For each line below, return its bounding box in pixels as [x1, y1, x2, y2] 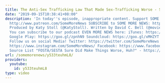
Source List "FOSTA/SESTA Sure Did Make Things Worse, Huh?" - [9, 48, 141, 53]
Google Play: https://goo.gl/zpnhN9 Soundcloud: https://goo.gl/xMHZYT [9, 35, 160, 40]
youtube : [9, 62, 27, 66]
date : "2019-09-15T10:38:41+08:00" [5, 12, 78, 17]
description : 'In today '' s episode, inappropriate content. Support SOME [5, 16, 160, 21]
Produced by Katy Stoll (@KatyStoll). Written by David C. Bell [9, 25, 144, 30]
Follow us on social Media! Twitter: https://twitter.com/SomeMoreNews [9, 39, 160, 44]
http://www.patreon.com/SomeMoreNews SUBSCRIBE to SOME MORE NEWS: [9, 21, 151, 26]
